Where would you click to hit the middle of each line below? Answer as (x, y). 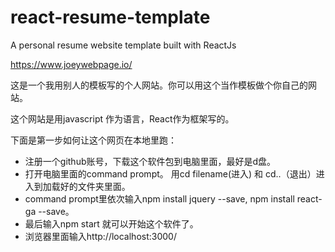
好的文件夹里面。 (95, 186)
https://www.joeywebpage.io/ (71, 64)
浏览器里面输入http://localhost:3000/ (100, 236)
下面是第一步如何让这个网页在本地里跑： (93, 140)
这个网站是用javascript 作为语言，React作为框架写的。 (122, 118)
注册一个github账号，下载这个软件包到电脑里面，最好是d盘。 (150, 161)
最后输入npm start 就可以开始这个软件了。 (111, 223)
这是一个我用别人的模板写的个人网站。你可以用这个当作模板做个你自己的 (159, 85)
